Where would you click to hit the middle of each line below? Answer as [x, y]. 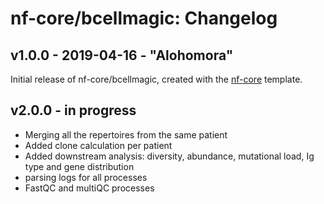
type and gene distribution [79, 166]
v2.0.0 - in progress [73, 110]
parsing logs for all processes [86, 177]
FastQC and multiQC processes [89, 188]
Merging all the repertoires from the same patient [126, 134]
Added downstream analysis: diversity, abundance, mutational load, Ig [169, 156]
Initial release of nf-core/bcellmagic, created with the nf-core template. [156, 79]
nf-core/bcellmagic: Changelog [144, 18]
